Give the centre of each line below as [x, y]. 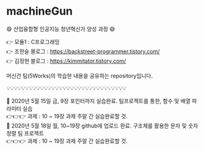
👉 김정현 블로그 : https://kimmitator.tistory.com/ [66, 61]
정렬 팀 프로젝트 [25, 133]
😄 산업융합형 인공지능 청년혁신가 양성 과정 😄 [61, 29]
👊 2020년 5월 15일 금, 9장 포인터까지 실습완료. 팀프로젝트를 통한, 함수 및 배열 [99, 101]
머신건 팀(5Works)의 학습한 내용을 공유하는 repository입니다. [80, 76]
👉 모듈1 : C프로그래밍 [33, 41]
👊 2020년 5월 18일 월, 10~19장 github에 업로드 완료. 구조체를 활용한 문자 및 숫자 [102, 126]
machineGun [40, 11]
